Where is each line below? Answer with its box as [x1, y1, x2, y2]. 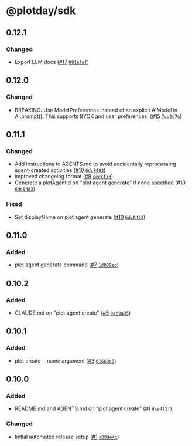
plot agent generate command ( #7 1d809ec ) [14, 261, 119, 268]
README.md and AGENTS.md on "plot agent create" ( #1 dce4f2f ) [14, 405, 173, 412]
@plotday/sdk [6, 4, 76, 18]
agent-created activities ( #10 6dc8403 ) [14, 167, 106, 174]
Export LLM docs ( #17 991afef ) [14, 58, 90, 65]
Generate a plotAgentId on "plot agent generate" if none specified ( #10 [14, 179, 186, 186]
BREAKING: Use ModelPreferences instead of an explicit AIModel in [14, 106, 177, 113]
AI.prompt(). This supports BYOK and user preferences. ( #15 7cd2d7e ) [14, 113, 183, 120]
